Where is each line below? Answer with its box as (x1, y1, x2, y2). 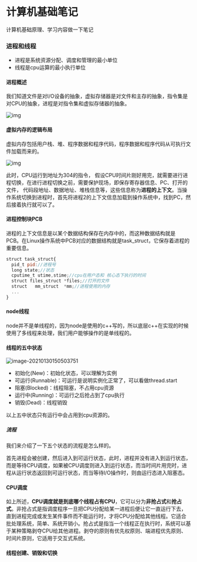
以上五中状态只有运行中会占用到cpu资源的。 (6, 411, 113, 418)
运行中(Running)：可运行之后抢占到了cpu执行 (14, 392, 125, 399)
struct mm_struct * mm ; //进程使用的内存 (11, 284, 110, 290)
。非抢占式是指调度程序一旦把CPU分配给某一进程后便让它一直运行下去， (11, 506, 186, 513)
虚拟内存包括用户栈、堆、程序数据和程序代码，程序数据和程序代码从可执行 (6, 140, 186, 147)
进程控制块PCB (6, 215, 43, 222)
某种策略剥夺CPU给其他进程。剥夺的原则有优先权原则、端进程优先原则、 (11, 527, 186, 534)
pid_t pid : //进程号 (11, 261, 56, 268)
